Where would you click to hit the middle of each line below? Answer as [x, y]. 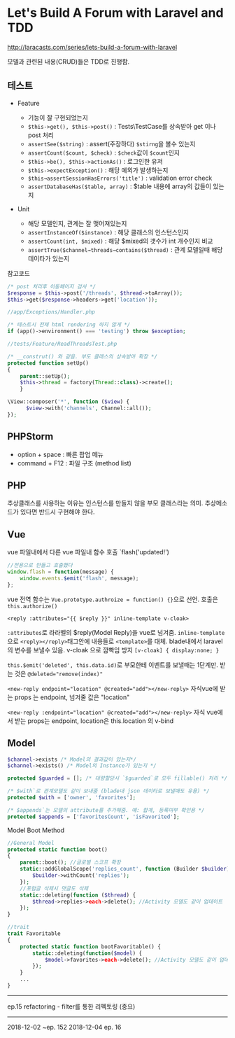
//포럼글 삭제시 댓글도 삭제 [54, 888]
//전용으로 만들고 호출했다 [40, 566]
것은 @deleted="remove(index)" [59, 673]
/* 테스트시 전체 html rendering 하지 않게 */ [69, 325]
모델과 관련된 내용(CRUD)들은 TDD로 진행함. [69, 62]
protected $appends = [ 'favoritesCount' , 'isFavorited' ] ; [93, 817]
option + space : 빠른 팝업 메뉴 [60, 454]
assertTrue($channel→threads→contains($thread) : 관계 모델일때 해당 [125, 249]
